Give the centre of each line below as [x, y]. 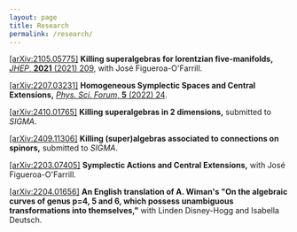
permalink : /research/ [51, 34]
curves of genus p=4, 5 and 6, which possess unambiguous [121, 201]
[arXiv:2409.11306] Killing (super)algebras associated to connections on [144, 139]
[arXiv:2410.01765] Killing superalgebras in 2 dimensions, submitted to [141, 112]
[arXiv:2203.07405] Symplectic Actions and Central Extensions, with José [147, 166]
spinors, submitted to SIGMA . [63, 148]
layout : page [33, 17]
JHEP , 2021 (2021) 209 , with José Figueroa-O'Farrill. [106, 68]
